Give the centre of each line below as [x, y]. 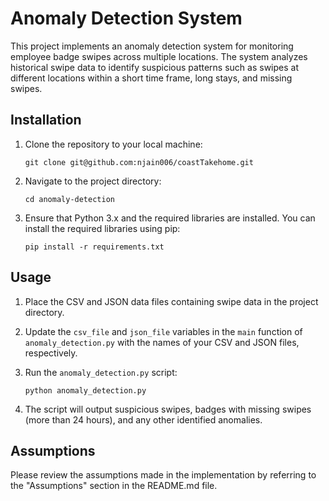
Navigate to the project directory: [93, 181]
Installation [46, 120]
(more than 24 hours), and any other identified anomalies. [143, 419]
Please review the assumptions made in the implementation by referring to [163, 475]
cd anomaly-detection [69, 199]
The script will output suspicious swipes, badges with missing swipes [168, 409]
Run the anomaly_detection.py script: [101, 372]
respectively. [51, 353]
